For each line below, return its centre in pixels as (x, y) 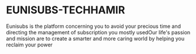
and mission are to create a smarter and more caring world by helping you (95, 38)
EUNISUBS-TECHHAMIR (66, 10)
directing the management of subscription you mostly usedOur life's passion (98, 32)
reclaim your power (29, 45)
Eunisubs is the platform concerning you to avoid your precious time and (94, 26)
